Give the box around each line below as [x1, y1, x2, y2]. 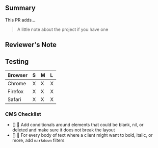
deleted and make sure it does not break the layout [12, 127, 115, 133]
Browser [7, 72, 28, 79]
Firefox [7, 88, 24, 95]
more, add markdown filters [12, 137, 65, 144]
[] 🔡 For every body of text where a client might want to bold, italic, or [12, 132, 153, 138]
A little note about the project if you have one [17, 26, 108, 32]
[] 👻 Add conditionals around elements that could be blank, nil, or [12, 122, 144, 128]
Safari [7, 96, 21, 103]
